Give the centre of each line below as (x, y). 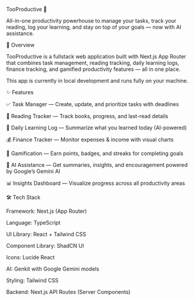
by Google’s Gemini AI (33, 171)
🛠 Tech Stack (23, 197)
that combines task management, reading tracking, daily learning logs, (93, 63)
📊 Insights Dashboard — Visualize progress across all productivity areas (96, 183)
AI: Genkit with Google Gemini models (53, 269)
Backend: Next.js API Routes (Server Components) (68, 292)
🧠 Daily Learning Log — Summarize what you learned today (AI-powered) (96, 128)
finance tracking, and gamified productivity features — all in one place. (93, 69)
